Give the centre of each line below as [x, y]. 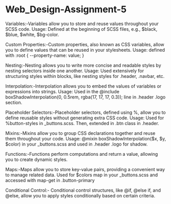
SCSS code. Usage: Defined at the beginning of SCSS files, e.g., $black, [81, 29]
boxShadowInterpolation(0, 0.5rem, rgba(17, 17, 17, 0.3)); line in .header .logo [85, 97]
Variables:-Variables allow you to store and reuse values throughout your [82, 24]
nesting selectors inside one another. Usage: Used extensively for [75, 71]
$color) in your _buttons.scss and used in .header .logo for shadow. [77, 144]
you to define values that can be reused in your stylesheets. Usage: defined [85, 50]
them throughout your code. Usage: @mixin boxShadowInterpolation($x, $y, [86, 138]
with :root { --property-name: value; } [45, 55]
